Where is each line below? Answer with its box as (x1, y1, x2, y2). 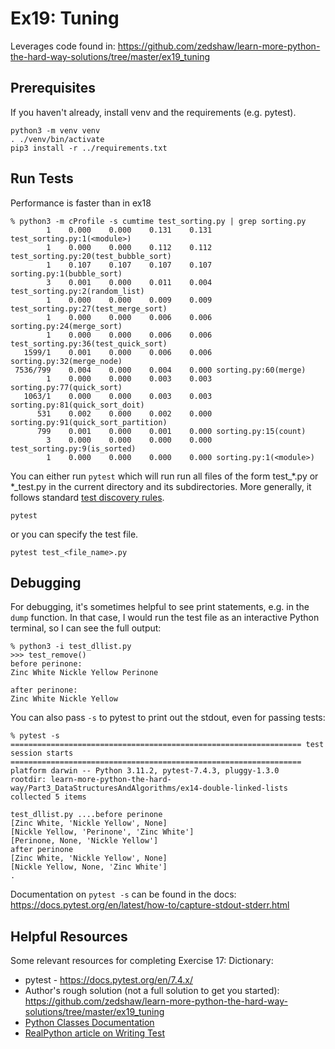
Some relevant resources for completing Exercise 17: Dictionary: (10, 955, 274, 967)
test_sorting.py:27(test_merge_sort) (10, 303, 168, 314)
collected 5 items (10, 792, 87, 802)
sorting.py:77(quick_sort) (10, 382, 123, 392)
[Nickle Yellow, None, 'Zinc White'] (10, 862, 168, 872)
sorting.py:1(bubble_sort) (10, 268, 123, 279)
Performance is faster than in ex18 (10, 197, 152, 209)
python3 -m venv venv (10, 125, 101, 136)
